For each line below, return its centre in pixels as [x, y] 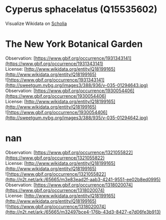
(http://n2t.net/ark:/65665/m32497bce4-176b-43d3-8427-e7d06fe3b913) [83, 212]
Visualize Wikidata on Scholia [36, 23]
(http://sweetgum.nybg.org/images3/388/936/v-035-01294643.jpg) [77, 85]
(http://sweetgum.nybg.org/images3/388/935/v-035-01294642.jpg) [77, 118]
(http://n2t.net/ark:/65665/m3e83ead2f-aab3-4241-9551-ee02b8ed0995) [83, 179]
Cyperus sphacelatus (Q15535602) [81, 9]
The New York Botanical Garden [74, 44]
